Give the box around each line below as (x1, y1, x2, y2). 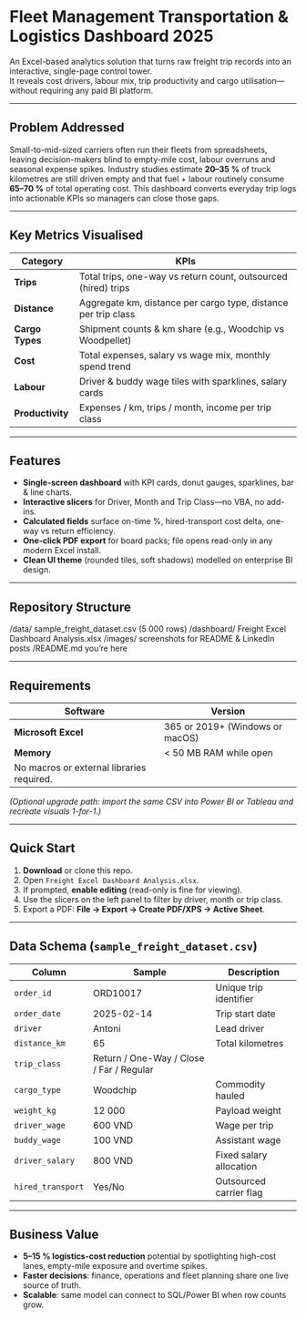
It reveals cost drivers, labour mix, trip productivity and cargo (9, 75, 240, 86)
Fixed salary (215, 1149, 268, 1161)
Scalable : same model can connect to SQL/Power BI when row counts (22, 1290, 287, 1301)
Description (227, 965, 280, 978)
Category (21, 254, 64, 267)
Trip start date (215, 1007, 276, 1020)
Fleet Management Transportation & (9, 6, 290, 27)
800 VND (92, 1154, 134, 1167)
